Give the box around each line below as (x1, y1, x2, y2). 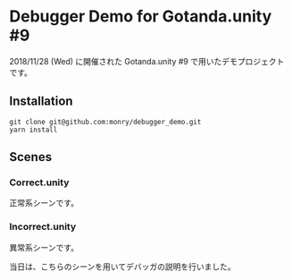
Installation (9, 94, 73, 109)
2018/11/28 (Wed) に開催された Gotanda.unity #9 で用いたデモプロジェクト (9, 55, 285, 66)
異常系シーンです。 (9, 242, 79, 252)
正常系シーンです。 (9, 198, 79, 208)
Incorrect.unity (9, 221, 77, 233)
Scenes (9, 149, 52, 165)
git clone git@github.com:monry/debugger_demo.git (9, 117, 202, 126)
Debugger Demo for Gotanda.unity (9, 6, 272, 27)
